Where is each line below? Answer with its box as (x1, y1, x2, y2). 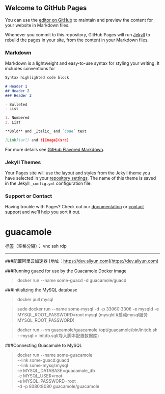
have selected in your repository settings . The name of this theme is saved (5, 175, 156, 181)
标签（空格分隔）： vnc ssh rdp (5, 243, 67, 249)
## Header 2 (5, 88, 29, 93)
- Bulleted (5, 102, 27, 107)
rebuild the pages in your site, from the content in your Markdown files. (5, 37, 149, 43)
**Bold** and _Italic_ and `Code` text (5, 129, 87, 134)
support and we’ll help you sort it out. (5, 209, 81, 215)
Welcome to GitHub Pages (5, 4, 87, 12)
